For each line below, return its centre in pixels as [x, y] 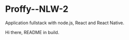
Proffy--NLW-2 [37, 9]
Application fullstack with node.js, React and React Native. [65, 23]
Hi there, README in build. [32, 32]
